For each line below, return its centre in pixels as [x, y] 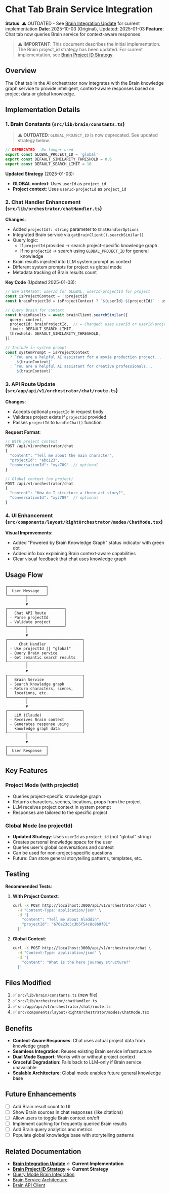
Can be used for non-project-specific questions [62, 853]
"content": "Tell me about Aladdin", [61, 919]
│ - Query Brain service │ [45, 653]
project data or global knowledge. [40, 94]
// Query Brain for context [35, 310]
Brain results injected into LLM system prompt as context [72, 262]
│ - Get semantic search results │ [45, 658]
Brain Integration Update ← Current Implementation [68, 1164]
